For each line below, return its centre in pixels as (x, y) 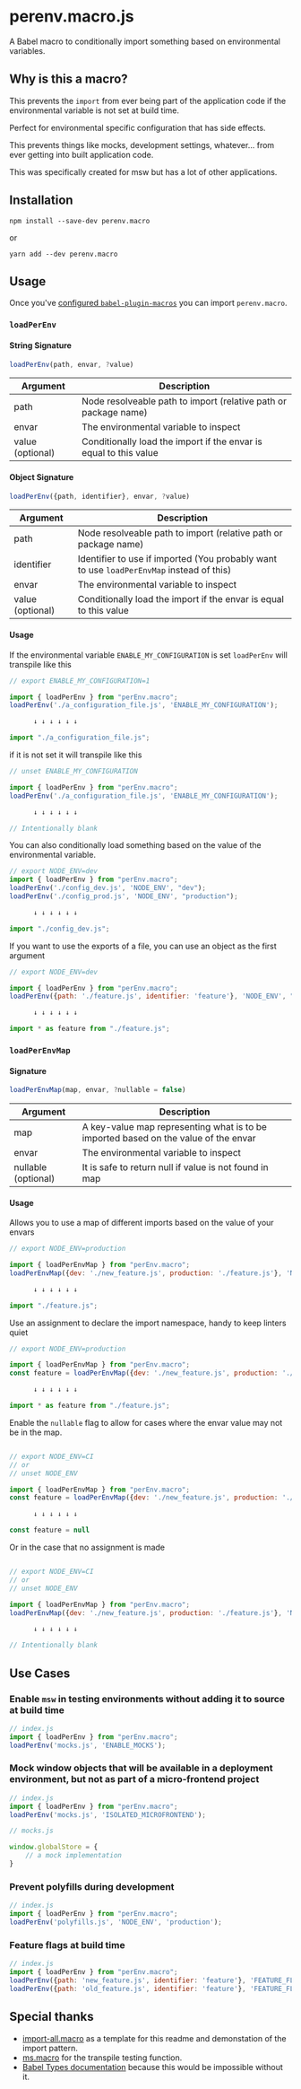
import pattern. (50, 2048)
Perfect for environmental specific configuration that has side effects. (138, 127)
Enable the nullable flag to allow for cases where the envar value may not (146, 1422)
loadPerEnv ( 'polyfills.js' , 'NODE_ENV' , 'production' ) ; (116, 1922)
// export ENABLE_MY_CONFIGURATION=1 (80, 681)
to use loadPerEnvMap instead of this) (154, 570)
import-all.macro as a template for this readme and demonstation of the (154, 2038)
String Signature (40, 345)
